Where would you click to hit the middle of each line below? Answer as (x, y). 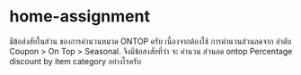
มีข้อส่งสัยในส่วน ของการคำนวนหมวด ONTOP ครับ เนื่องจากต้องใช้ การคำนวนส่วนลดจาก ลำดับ (150, 41)
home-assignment (80, 17)
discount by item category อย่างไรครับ (75, 61)
